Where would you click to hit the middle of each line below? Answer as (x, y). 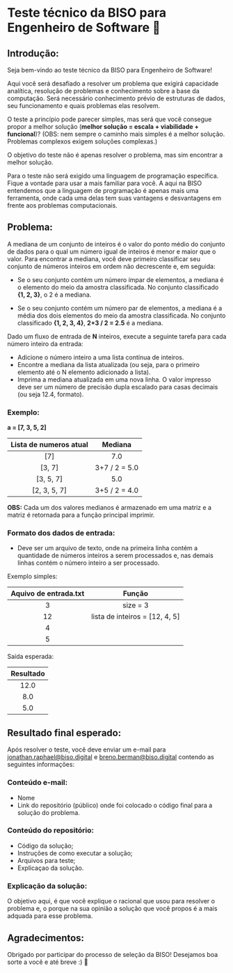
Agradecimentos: (46, 938)
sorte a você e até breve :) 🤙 (48, 962)
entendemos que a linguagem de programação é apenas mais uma (103, 190)
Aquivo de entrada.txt (48, 593)
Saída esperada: (31, 657)
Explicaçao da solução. (50, 868)
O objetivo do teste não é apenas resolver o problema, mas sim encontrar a (115, 155)
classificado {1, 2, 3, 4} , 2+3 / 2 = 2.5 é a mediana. (90, 322)
